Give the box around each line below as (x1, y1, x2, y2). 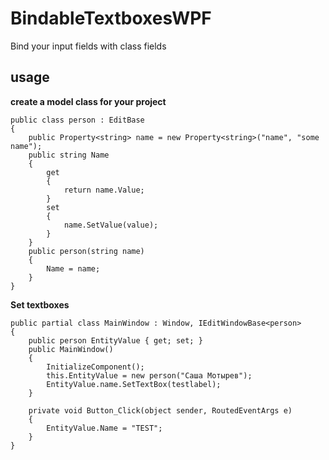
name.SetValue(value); (63, 220, 159, 230)
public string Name (28, 150, 110, 160)
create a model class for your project (10, 95, 167, 107)
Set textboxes (10, 298, 70, 311)
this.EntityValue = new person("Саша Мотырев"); (46, 370, 253, 381)
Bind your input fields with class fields (10, 40, 167, 52)
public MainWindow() (28, 344, 114, 354)
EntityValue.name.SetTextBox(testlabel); (46, 379, 222, 389)
